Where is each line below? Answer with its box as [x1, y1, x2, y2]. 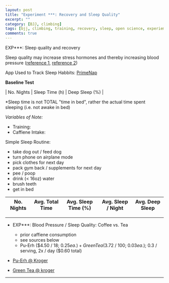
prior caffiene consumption [20, 232, 77, 238]
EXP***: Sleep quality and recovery [5, 45, 80, 50]
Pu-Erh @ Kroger [12, 258, 48, 263]
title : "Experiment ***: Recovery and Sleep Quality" [5, 12, 121, 17]
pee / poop [12, 170, 36, 176]
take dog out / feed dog [12, 149, 62, 154]
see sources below [20, 237, 59, 243]
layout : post [5, 7, 33, 13]
